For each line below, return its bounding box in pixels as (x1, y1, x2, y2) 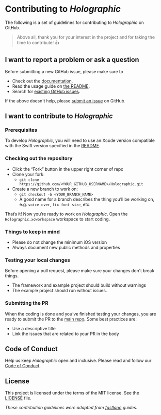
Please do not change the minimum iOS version (12, 239, 107, 245)
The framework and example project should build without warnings (12, 282, 146, 288)
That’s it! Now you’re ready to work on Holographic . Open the (5, 211, 128, 217)
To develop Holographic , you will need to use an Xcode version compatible (5, 138, 155, 143)
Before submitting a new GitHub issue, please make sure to (5, 68, 124, 74)
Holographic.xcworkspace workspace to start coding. (5, 216, 110, 222)
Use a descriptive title (12, 325, 56, 331)
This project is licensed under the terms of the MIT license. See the (5, 390, 140, 396)
